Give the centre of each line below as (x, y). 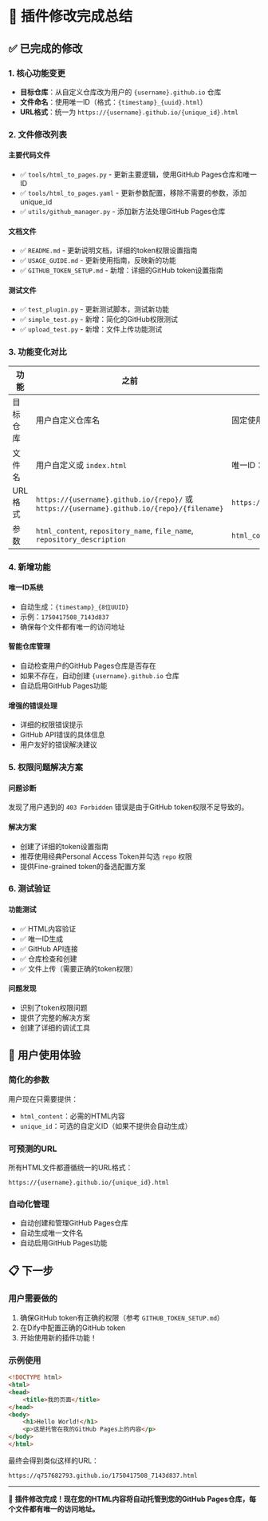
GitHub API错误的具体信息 (62, 735)
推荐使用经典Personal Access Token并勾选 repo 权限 (106, 856)
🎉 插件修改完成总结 (71, 16)
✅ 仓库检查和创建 (48, 959)
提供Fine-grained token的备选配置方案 (83, 866)
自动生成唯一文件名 (51, 1233)
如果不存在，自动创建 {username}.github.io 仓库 (99, 676)
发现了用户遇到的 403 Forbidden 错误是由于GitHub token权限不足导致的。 (128, 807)
